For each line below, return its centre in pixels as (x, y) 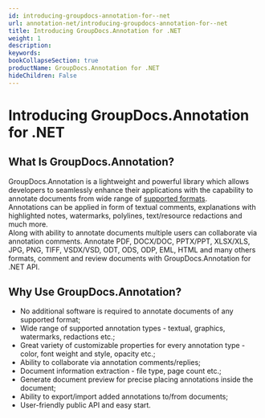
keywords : (25, 53)
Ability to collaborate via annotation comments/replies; (110, 363)
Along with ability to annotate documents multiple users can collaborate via (133, 232)
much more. (28, 224)
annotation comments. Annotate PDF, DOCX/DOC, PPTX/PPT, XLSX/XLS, (129, 241)
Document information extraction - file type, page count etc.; (121, 371)
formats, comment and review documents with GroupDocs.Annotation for (130, 258)
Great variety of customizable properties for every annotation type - (132, 346)
